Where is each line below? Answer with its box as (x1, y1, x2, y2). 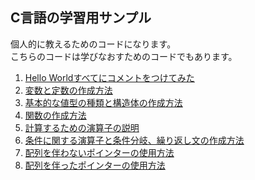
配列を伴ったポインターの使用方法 (24, 159, 166, 171)
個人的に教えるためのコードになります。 (10, 38, 177, 50)
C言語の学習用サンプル (10, 9, 152, 27)
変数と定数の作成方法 (24, 84, 113, 96)
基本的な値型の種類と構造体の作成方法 (24, 96, 183, 108)
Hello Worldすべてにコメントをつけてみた (24, 71, 195, 83)
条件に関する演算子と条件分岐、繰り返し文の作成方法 (24, 134, 245, 146)
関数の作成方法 (24, 109, 87, 121)
